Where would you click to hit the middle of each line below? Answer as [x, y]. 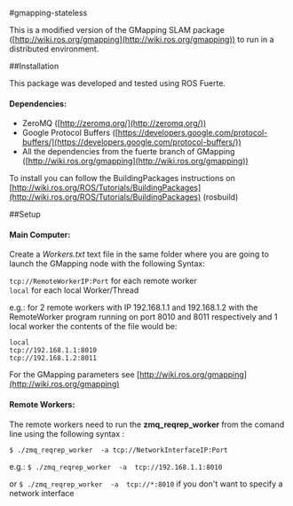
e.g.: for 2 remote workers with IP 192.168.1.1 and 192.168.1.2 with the [134, 308]
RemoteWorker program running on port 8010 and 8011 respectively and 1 [143, 317]
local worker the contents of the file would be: [93, 327]
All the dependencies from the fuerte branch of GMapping [128, 152]
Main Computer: [40, 234]
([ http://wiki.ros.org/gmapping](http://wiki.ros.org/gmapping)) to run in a [142, 40]
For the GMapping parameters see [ [75, 375]
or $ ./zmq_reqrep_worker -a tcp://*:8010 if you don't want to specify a [146, 484]
